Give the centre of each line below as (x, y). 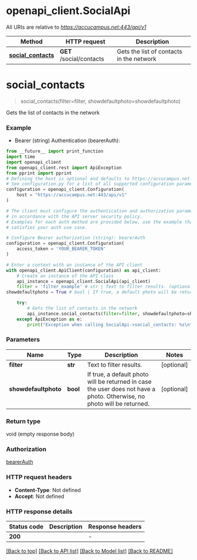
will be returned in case (119, 382)
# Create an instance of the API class (65, 276)
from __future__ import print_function (55, 151)
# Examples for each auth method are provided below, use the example (94, 222)
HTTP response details (39, 511)
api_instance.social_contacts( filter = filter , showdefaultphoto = (107, 313)
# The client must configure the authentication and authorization (90, 211)
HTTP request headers (39, 477)
